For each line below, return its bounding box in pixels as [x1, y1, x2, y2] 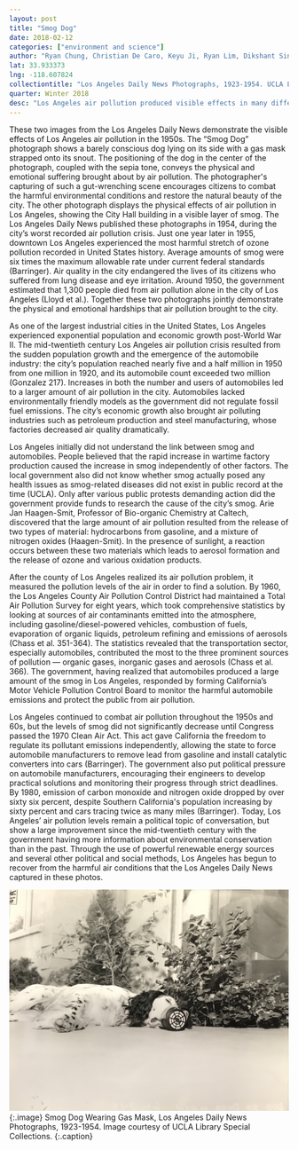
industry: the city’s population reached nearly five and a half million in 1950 [9, 358, 283, 368]
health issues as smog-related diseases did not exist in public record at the [9, 479, 284, 490]
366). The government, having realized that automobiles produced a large [9, 666, 279, 676]
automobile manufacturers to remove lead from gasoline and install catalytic [9, 749, 287, 760]
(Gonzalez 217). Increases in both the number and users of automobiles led [9, 377, 284, 388]
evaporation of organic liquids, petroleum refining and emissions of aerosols [9, 628, 288, 639]
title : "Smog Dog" [9, 23, 77, 33]
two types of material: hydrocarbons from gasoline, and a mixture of [9, 526, 259, 537]
